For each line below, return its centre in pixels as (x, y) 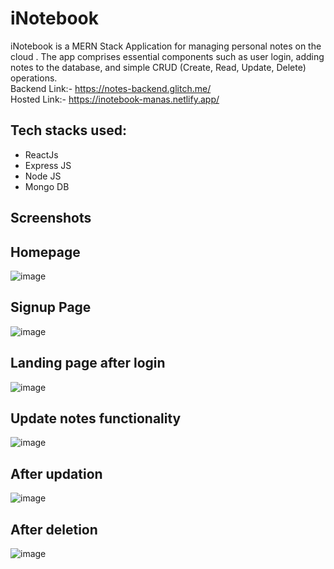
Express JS (48, 165)
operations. (34, 78)
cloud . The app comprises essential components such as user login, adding (167, 56)
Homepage (45, 252)
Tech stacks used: (68, 130)
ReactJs (41, 154)
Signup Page (51, 307)
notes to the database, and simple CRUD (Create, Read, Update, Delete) (158, 67)
